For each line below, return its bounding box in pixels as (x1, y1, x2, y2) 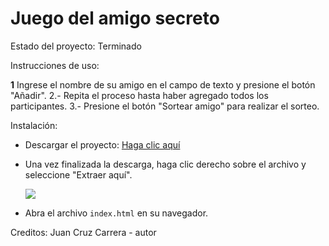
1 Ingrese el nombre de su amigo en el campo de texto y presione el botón (10, 78, 316, 91)
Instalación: (10, 119, 58, 131)
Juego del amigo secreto (10, 7, 220, 30)
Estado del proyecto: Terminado (10, 40, 142, 52)
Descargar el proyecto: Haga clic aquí (24, 138, 181, 151)
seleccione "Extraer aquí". (24, 168, 133, 181)
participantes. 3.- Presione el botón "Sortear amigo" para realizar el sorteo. (10, 100, 320, 112)
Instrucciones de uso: (10, 59, 100, 71)
